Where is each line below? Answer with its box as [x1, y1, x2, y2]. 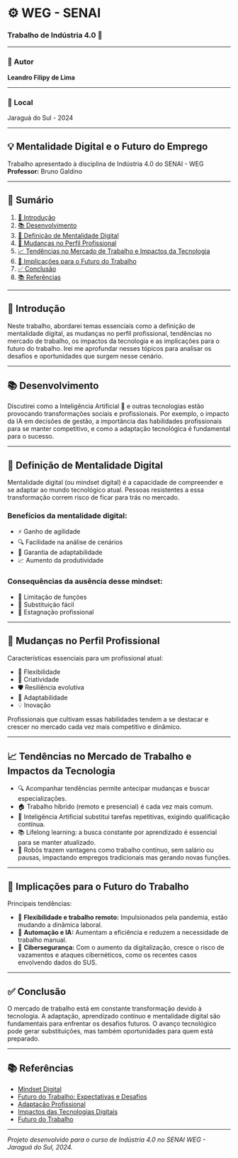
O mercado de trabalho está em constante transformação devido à [7, 1004, 202, 1013]
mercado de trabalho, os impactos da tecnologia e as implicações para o [7, 337, 220, 345]
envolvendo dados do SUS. [17, 958, 98, 967]
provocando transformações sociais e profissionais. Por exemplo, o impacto [7, 410, 229, 418]
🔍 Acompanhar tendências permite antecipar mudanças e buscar [17, 785, 210, 793]
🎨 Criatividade [17, 675, 59, 683]
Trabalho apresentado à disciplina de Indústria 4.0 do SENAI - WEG [7, 159, 204, 168]
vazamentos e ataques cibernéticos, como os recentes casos [17, 951, 197, 960]
